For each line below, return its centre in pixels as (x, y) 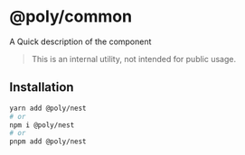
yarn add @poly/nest (48, 108)
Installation (42, 87)
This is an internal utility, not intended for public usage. (134, 59)
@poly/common (71, 17)
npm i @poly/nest (42, 125)
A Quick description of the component (80, 41)
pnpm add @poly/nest (48, 141)
